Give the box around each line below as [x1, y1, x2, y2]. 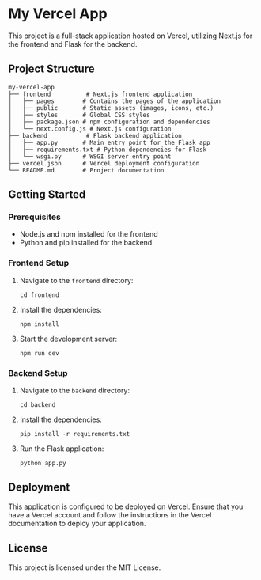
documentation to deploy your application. [8, 518, 146, 528]
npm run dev [19, 349, 59, 357]
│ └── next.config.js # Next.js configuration [8, 124, 172, 133]
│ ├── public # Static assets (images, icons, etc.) [8, 104, 214, 112]
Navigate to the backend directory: [19, 385, 130, 396]
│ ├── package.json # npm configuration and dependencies [8, 118, 211, 126]
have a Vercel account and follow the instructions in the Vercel [8, 510, 212, 519]
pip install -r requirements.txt [19, 430, 130, 438]
